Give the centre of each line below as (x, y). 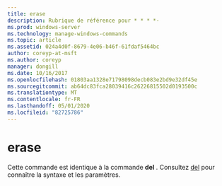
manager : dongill (33, 66)
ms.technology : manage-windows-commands (68, 34)
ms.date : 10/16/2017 (38, 73)
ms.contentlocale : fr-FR (44, 100)
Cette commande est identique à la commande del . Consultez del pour (111, 167)
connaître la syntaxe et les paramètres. (64, 175)
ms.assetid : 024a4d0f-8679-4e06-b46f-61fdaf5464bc (83, 47)
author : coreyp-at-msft (42, 54)
